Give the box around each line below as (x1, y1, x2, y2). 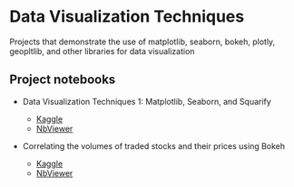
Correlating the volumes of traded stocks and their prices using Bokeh (22, 140, 286, 151)
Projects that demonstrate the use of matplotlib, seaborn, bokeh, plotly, (9, 36, 276, 47)
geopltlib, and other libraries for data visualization (9, 45, 195, 56)
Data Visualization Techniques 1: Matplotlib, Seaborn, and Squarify (22, 96, 272, 107)
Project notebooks (9, 72, 116, 88)
